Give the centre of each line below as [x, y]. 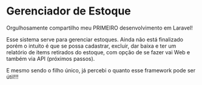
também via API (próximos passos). [51, 58]
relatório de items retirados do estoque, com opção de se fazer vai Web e [98, 52]
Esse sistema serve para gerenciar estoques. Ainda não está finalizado [95, 39]
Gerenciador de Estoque [69, 11]
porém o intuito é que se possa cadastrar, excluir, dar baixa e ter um [91, 46]
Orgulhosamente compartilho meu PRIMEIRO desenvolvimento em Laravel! [99, 28]
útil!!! [12, 77]
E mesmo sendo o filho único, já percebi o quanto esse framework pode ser [101, 70]
